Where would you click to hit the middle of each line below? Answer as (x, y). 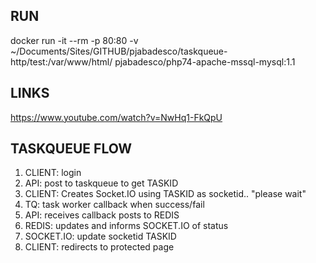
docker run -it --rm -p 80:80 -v (74, 40)
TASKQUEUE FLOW (71, 149)
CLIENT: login (53, 173)
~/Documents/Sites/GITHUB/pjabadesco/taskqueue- (119, 51)
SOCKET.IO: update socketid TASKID (100, 236)
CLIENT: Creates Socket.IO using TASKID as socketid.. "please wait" (165, 194)
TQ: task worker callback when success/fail (114, 205)
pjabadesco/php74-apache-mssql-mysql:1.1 (205, 61)
